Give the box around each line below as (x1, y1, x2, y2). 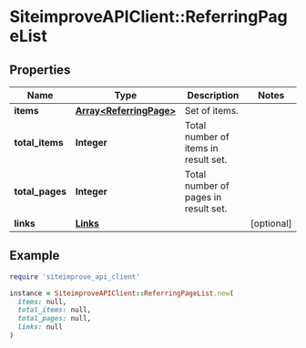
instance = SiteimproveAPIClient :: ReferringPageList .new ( (9, 289, 234, 298)
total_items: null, (17, 305, 92, 315)
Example (9, 248, 60, 263)
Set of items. (184, 105, 239, 117)
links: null (17, 322, 64, 332)
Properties (9, 62, 71, 77)
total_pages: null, (17, 314, 92, 323)
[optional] (250, 217, 292, 230)
